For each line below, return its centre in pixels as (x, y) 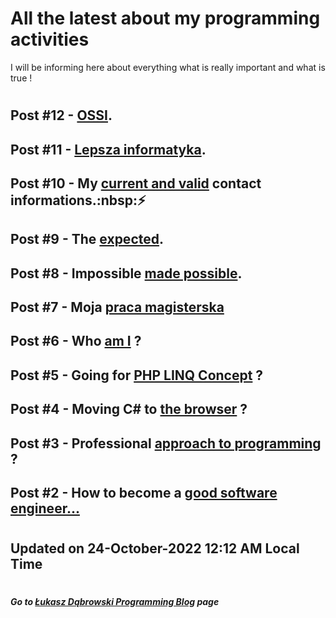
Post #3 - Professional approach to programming (166, 443)
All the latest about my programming (165, 18)
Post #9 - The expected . (87, 239)
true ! (21, 78)
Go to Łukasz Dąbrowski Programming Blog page (115, 602)
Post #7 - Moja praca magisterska (117, 307)
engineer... (45, 508)
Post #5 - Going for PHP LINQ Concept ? (137, 375)
